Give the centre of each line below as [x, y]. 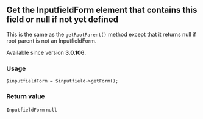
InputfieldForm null [32, 110]
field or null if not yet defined [62, 20]
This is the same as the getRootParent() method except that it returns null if [101, 34]
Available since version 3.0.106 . [46, 52]
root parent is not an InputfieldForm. [52, 41]
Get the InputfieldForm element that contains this [102, 10]
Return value [26, 96]
